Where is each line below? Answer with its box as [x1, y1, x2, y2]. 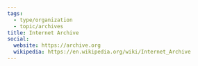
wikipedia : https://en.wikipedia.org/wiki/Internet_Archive [13, 49, 191, 56]
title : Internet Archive [7, 29, 79, 36]
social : [7, 36, 30, 43]
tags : [7, 10, 23, 17]
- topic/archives [13, 23, 64, 30]
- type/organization [13, 16, 73, 23]
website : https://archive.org [13, 42, 101, 49]
